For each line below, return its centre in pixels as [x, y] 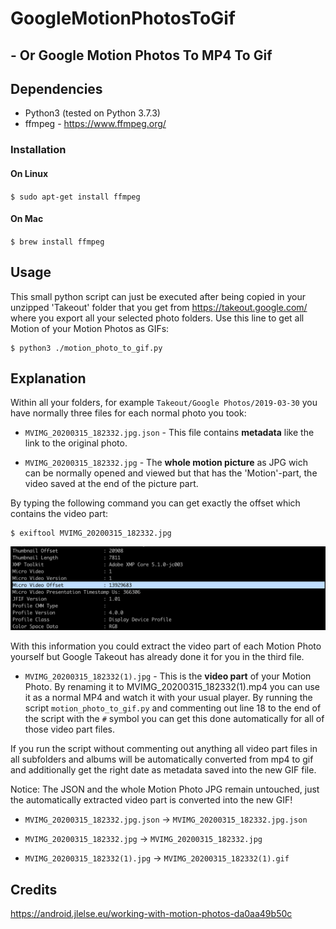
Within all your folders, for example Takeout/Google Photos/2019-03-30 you [164, 403]
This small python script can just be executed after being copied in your [158, 296]
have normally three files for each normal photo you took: [128, 413]
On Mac [27, 219]
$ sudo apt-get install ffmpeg [75, 197]
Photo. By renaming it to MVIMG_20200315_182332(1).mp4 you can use [172, 687]
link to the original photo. [76, 443]
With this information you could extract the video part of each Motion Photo [166, 646]
